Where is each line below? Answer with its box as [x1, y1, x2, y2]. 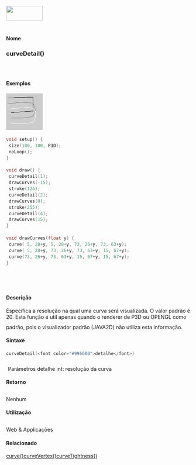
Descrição [6, 294, 32, 301]
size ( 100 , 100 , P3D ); [8, 143, 61, 149]
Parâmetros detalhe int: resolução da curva [8, 365, 112, 372]
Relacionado [6, 439, 37, 446]
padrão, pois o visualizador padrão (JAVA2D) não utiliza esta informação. [6, 323, 183, 330]
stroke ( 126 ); [8, 186, 41, 192]
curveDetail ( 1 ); [8, 174, 49, 180]
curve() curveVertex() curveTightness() [6, 453, 98, 460]
